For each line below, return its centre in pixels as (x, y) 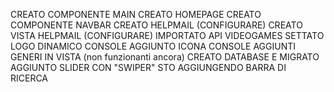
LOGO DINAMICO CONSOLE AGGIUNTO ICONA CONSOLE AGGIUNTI (153, 46)
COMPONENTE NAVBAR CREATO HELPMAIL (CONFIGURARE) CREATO (156, 25)
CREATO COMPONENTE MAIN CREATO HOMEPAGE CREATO (136, 14)
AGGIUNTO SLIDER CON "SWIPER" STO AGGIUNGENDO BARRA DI (148, 67)
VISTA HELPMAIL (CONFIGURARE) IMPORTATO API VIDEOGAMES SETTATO (167, 35)
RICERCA (29, 78)
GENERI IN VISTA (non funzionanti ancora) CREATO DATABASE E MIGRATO (165, 57)
